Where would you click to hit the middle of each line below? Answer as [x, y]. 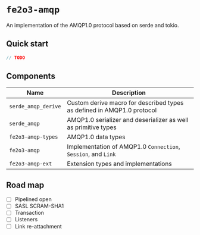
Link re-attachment [38, 226]
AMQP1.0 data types [96, 137]
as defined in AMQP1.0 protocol [112, 110]
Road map [25, 185]
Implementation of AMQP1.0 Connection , [124, 147]
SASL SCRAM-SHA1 [39, 206]
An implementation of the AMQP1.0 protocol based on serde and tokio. [93, 25]
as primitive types [92, 127]
